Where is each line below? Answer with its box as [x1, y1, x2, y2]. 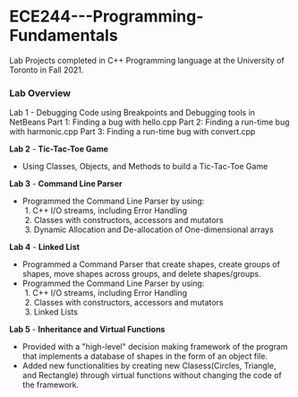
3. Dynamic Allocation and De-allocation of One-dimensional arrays [24, 224, 275, 235]
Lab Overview [9, 87, 72, 99]
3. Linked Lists [24, 306, 79, 317]
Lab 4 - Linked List [9, 242, 81, 253]
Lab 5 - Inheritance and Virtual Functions [9, 324, 166, 335]
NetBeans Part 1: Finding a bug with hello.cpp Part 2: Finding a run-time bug [9, 117, 290, 127]
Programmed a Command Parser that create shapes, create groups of [21, 259, 280, 270]
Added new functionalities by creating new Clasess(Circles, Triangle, [21, 360, 277, 371]
